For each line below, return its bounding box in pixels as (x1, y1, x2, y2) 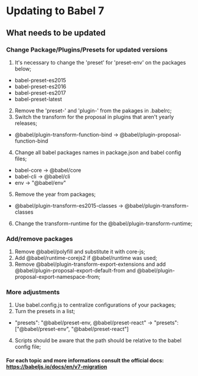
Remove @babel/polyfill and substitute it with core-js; (14, 248, 146, 255)
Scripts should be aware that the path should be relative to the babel (14, 337, 182, 344)
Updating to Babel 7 (6, 4, 105, 18)
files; (14, 155, 27, 162)
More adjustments (6, 288, 60, 297)
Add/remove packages (6, 234, 73, 243)
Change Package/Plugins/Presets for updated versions (6, 46, 168, 54)
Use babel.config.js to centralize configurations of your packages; (14, 301, 176, 308)
